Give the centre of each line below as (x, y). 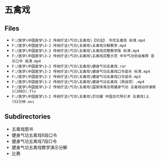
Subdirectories (27, 117)
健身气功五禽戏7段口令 (34, 141)
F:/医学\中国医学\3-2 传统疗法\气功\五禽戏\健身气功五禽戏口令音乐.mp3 (76, 77)
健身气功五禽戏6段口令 (34, 135)
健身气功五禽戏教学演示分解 (39, 147)
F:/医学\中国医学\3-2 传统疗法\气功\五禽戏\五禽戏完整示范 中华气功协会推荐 (80, 56)
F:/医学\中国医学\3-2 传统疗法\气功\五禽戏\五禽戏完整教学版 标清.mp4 (75, 51)
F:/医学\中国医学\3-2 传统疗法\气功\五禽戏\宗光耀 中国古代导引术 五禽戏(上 (80, 97)
